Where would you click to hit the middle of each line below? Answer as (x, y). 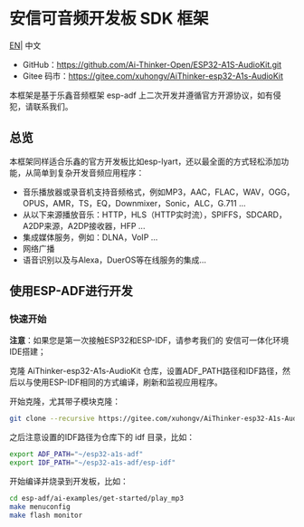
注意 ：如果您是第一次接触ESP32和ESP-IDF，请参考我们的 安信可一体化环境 (149, 340)
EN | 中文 (25, 45)
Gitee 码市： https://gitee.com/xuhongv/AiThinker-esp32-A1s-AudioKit (152, 76)
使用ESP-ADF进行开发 (71, 291)
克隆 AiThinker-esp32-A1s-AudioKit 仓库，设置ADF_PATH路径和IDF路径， (146, 371)
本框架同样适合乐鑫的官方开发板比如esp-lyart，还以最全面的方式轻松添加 (145, 161)
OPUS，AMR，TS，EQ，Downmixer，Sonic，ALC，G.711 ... (134, 203)
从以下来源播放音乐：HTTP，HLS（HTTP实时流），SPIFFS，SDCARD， (154, 215)
